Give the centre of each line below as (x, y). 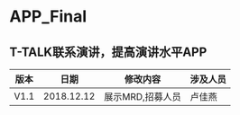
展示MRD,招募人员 (143, 97)
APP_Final (48, 17)
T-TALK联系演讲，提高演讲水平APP (108, 52)
